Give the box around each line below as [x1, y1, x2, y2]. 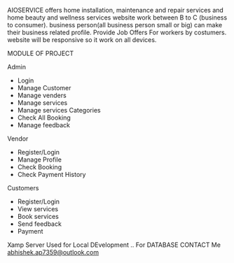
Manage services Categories [17, 106, 101, 114]
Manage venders [17, 91, 67, 99]
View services [17, 205, 58, 213]
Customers [7, 184, 39, 192]
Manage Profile [17, 155, 62, 164]
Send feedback [17, 220, 62, 228]
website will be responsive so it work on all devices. [7, 36, 157, 44]
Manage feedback [17, 121, 71, 129]
